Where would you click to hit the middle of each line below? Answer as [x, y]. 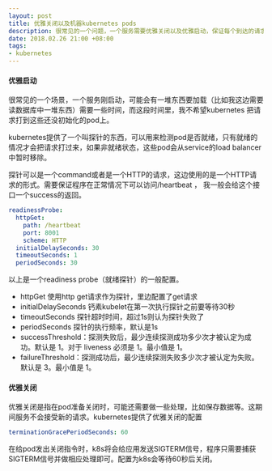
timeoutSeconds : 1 [47, 256]
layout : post [30, 16]
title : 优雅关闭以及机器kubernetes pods [72, 23]
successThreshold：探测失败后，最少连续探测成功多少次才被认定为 [132, 337]
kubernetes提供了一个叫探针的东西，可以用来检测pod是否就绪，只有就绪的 [133, 138]
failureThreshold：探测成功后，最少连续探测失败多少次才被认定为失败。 [139, 358]
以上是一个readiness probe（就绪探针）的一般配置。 [96, 279]
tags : [17, 46]
